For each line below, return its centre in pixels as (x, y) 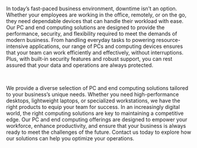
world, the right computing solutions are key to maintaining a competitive (95, 113)
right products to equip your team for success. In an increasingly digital (93, 107)
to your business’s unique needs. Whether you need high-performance (93, 94)
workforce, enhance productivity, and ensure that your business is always (96, 126)
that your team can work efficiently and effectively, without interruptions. (95, 52)
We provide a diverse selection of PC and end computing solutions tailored (97, 88)
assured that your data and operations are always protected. (80, 65)
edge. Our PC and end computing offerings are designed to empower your (97, 120)
